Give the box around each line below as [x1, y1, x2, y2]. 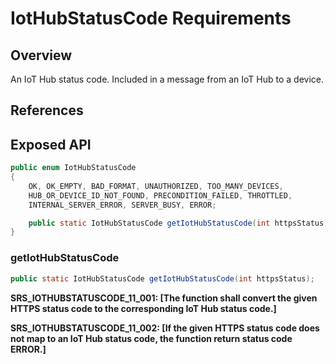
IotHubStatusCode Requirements [10, 7, 292, 30]
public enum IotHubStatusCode [10, 163, 137, 173]
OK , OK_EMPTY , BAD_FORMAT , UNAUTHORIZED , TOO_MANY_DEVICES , [28, 181, 284, 191]
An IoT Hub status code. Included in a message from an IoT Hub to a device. [10, 73, 324, 85]
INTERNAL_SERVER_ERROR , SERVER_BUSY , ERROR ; [28, 200, 217, 210]
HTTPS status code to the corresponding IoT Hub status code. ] [10, 302, 277, 314]
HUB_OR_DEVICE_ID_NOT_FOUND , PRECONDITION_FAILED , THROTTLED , [28, 190, 293, 201]
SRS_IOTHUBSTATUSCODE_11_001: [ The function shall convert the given [10, 292, 318, 304]
